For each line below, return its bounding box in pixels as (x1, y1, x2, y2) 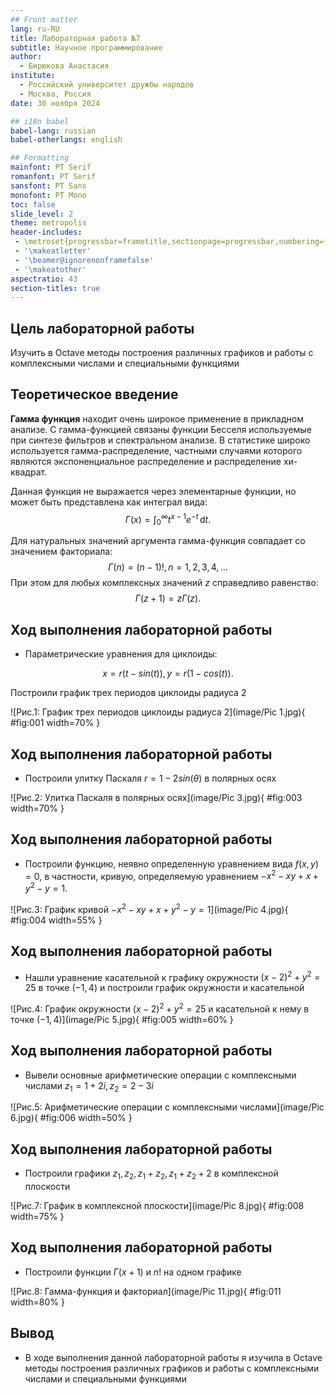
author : (10, 52, 43, 62)
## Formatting (10, 153, 70, 163)
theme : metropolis (10, 218, 87, 228)
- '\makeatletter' (14, 246, 92, 256)
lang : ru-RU (10, 24, 60, 34)
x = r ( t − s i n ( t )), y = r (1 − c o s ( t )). (102, 667, 234, 680)
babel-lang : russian (10, 126, 97, 136)
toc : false (10, 199, 56, 210)
